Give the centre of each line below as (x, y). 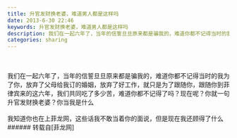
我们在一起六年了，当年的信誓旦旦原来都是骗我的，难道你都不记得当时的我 (115, 76)
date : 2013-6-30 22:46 (41, 20)
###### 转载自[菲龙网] (41, 127)
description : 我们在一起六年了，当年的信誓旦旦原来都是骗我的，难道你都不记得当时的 (117, 33)
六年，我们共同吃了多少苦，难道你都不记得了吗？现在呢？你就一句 (134, 94)
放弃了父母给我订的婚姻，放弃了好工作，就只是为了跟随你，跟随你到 (124, 84)
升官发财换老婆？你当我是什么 (50, 102)
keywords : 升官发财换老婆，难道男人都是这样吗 (68, 27)
